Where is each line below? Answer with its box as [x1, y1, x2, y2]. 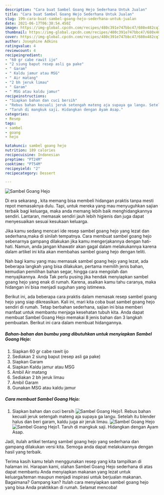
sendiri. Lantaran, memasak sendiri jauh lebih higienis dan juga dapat [5, 213, 144, 219]
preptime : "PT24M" [5, 157, 42, 162]
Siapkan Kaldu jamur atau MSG [12, 364, 75, 370]
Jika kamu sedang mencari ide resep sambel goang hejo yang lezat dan [5, 228, 150, 234]
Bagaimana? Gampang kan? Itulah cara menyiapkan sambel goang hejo [5, 479, 149, 485]
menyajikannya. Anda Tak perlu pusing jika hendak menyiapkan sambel [5, 274, 149, 280]
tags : [5, 121, 16, 126]
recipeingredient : [5, 52, 42, 58]
